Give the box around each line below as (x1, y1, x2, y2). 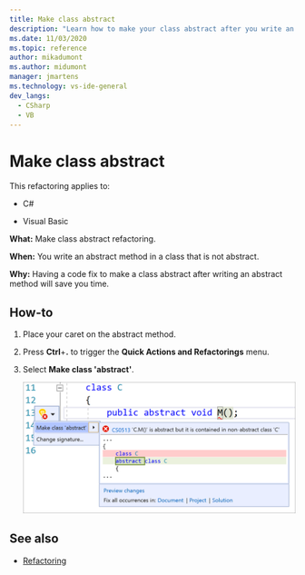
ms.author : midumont (9, 63, 88, 72)
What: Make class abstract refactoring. (9, 233, 156, 244)
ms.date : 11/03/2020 (9, 34, 88, 43)
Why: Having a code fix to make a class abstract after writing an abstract (9, 269, 283, 280)
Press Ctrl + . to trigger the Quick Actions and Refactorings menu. (22, 346, 270, 358)
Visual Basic (22, 216, 69, 227)
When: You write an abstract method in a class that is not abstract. (9, 251, 260, 263)
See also (9, 531, 59, 547)
